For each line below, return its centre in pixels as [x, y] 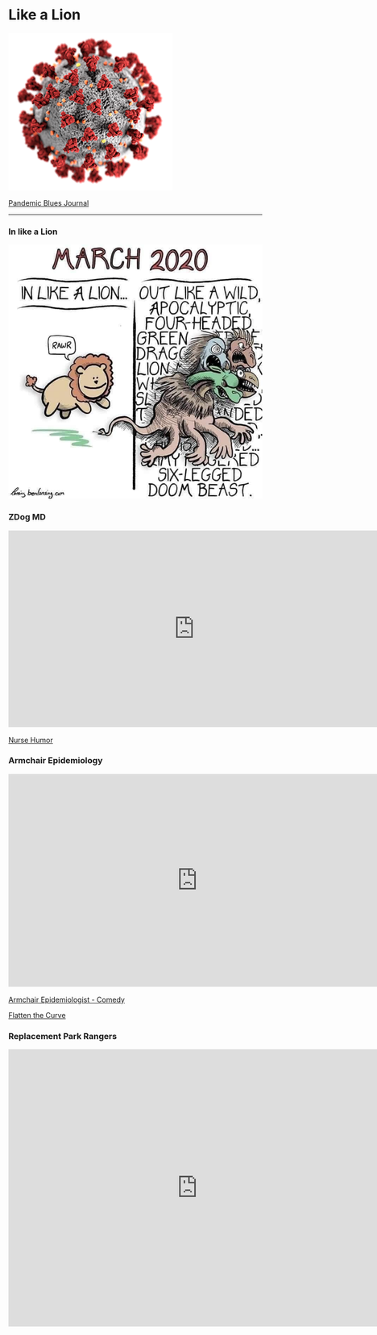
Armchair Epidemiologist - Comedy [66, 999]
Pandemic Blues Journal [49, 202]
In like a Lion [33, 232]
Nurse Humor [31, 740]
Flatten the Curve [37, 1015]
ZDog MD [27, 517]
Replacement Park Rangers [63, 1036]
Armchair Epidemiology [56, 761]
